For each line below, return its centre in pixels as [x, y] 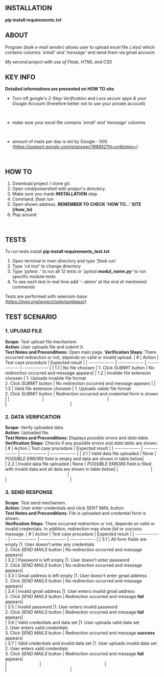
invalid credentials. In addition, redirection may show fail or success [73, 529]
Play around [24, 215]
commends [23, 287]
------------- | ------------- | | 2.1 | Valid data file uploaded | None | [89, 454]
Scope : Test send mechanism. [36, 503]
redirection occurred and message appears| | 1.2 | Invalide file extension [78, 373]
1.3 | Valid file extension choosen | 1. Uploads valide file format [68, 388]
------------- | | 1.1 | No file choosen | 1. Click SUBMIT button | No [89, 367]
